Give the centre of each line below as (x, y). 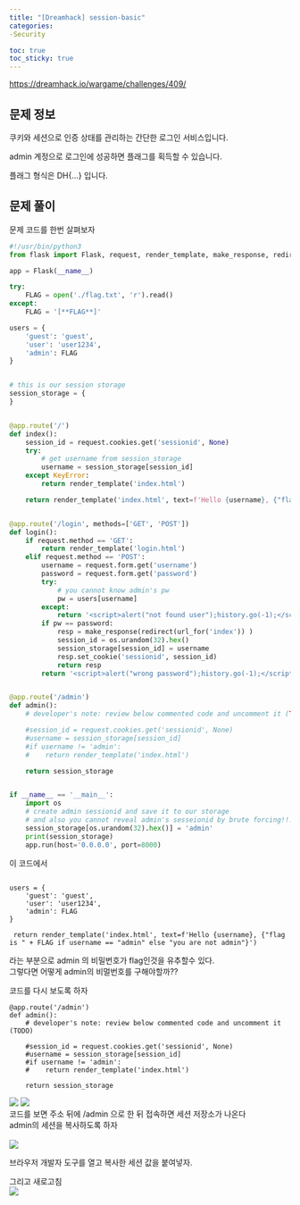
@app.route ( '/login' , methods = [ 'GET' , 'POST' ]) (100, 523)
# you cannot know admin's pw (113, 590)
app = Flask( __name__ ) (51, 271)
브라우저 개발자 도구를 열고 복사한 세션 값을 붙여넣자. (101, 1162)
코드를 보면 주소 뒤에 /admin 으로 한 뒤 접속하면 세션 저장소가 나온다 (128, 1114)
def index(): (33, 434)
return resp (79, 665)
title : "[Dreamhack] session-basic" (77, 17)
